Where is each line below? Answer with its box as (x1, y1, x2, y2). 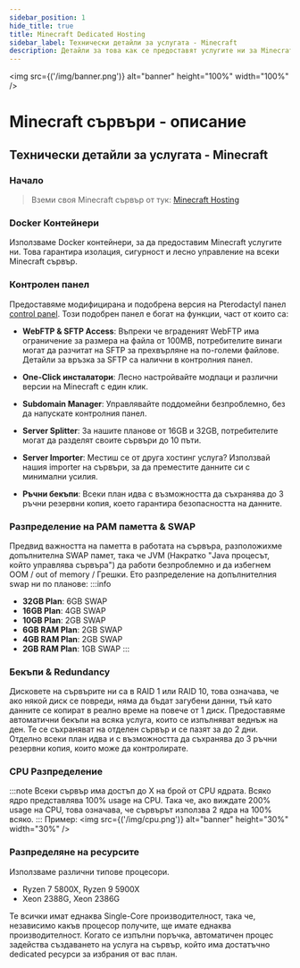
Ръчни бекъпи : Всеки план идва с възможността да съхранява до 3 (21, 488, 284, 499)
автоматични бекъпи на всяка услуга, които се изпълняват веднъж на (9, 715, 279, 726)
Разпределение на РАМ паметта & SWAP (9, 520, 196, 532)
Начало (9, 174, 44, 186)
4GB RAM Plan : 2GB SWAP (21, 633, 123, 644)
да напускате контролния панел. (21, 408, 147, 419)
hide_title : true (9, 21, 74, 30)
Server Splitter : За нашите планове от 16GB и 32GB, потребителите (21, 425, 279, 436)
